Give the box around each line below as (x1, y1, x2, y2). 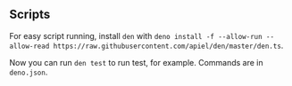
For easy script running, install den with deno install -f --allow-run (9, 30, 263, 41)
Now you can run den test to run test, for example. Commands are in (9, 57, 263, 67)
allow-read (9, 42, 50, 51)
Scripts (9, 7, 51, 22)
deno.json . (9, 66, 48, 77)
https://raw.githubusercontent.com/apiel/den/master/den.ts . (53, 40, 284, 51)
